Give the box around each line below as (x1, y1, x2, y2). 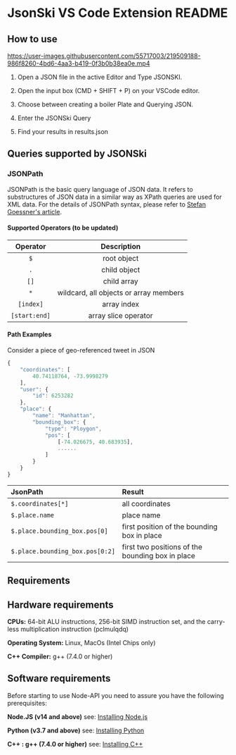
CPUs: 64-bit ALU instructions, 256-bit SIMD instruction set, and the (7, 618, 206, 626)
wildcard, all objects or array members (57, 288, 184, 297)
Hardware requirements (7, 599, 114, 610)
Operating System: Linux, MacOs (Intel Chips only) (7, 639, 156, 647)
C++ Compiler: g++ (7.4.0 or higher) (7, 652, 113, 661)
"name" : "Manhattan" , (32, 412, 96, 419)
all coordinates (122, 498, 171, 508)
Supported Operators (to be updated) (7, 223, 119, 232)
